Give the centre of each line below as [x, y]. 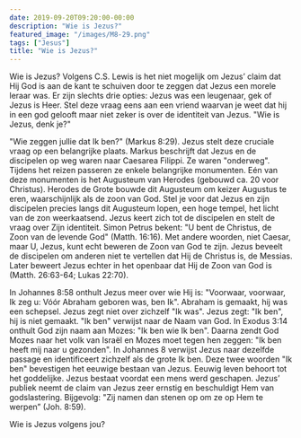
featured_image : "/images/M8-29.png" [80, 34]
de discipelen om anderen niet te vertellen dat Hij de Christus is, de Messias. [151, 256]
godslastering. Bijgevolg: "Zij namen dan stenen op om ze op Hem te [136, 398]
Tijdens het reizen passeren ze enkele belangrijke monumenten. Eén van [144, 171]
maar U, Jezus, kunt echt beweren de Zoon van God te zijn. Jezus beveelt [146, 247]
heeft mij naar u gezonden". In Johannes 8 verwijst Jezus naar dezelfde [142, 350]
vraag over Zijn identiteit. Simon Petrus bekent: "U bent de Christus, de [141, 228]
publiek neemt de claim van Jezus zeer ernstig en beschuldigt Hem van [142, 388]
